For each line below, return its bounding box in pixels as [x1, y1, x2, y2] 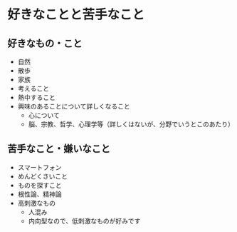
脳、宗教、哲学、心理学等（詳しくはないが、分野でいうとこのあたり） [28, 120, 235, 128]
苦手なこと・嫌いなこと [7, 143, 110, 155]
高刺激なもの [17, 198, 56, 207]
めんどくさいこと [17, 172, 68, 181]
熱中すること [17, 94, 56, 101]
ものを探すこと [17, 181, 62, 189]
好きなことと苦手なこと [7, 6, 145, 23]
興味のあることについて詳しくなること [17, 102, 130, 111]
